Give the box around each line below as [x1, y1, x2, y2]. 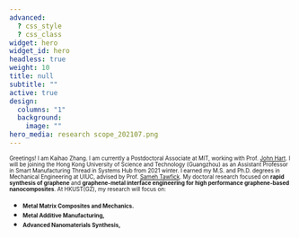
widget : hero [9, 38, 58, 48]
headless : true [9, 55, 66, 64]
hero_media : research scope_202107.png [9, 130, 159, 139]
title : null [9, 72, 54, 81]
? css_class [17, 30, 63, 39]
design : [9, 96, 39, 106]
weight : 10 [9, 64, 50, 73]
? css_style [17, 22, 63, 31]
